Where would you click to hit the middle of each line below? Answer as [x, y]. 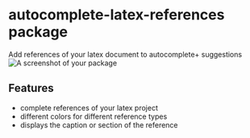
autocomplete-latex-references [117, 15]
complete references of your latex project [89, 107]
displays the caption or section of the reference [99, 125]
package [38, 32]
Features [31, 88]
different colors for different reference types [94, 116]
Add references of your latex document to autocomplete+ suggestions [125, 54]
